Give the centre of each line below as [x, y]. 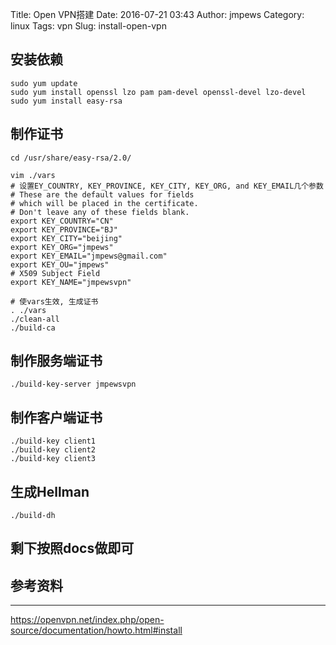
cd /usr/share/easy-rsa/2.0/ [71, 158]
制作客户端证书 [56, 417]
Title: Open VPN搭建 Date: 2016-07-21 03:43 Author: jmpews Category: [157, 14]
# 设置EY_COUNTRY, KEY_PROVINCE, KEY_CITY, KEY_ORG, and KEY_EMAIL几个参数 [167, 186]
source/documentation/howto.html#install [96, 630]
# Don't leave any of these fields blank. [100, 212]
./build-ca [33, 328]
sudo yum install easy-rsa [66, 101]
